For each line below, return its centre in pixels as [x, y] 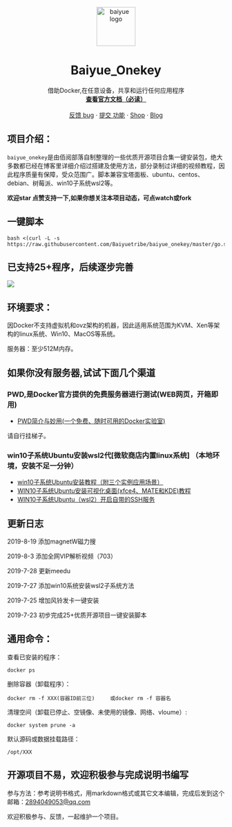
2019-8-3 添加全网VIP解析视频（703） [62, 556]
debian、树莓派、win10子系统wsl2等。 [62, 183]
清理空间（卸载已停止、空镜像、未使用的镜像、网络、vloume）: [97, 712]
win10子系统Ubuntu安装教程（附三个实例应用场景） [90, 482]
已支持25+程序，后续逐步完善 [70, 267]
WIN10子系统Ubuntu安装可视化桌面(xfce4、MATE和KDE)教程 [104, 491]
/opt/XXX [20, 752]
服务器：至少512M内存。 [42, 349]
